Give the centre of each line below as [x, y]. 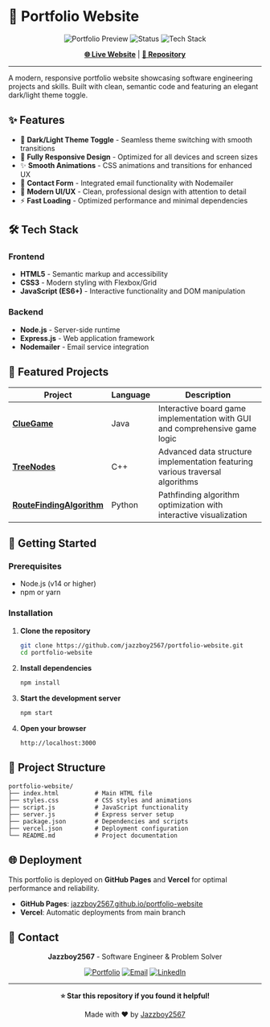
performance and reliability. [54, 888]
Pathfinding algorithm [198, 495]
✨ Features [37, 120]
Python [125, 504]
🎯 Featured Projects [59, 372]
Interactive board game [202, 408]
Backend [26, 312]
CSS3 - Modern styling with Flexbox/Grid [88, 283]
